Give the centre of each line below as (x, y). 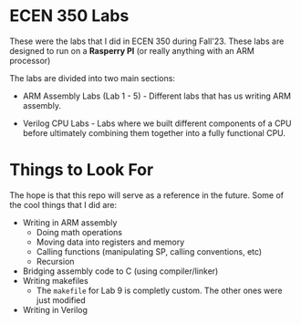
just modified (61, 300)
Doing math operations (79, 232)
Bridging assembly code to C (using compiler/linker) (120, 271)
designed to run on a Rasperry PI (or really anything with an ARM (132, 50)
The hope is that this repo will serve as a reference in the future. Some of (147, 195)
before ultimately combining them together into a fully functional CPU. (154, 132)
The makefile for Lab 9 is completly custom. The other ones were (159, 290)
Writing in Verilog (55, 309)
